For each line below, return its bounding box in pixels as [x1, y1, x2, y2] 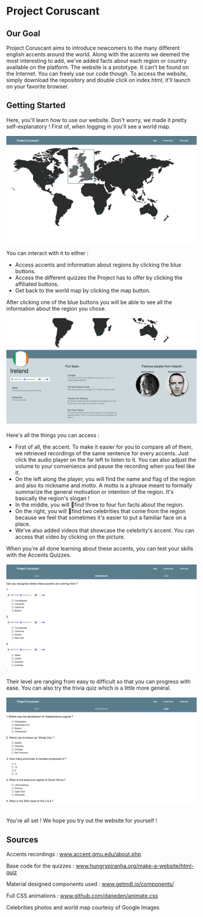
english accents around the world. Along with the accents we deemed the [6, 51, 190, 58]
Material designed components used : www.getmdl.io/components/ [6, 881, 174, 888]
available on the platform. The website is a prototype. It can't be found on [6, 63, 189, 71]
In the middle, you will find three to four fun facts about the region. [14, 501, 184, 508]
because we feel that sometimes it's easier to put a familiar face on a [14, 514, 187, 521]
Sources [6, 834, 39, 844]
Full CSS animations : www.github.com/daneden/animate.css [6, 892, 158, 899]
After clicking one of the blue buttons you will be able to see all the [6, 299, 172, 306]
